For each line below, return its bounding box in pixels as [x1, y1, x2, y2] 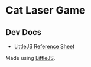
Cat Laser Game [5, 4, 86, 17]
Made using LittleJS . [5, 55, 56, 61]
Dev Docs [5, 27, 42, 37]
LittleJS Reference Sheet [14, 43, 75, 50]
